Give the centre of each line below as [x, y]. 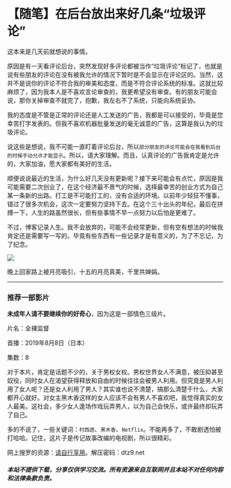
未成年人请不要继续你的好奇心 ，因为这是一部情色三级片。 [88, 314]
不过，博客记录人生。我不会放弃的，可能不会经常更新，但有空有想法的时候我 [115, 227]
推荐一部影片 [28, 297]
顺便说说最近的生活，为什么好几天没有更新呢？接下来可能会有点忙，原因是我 [115, 178]
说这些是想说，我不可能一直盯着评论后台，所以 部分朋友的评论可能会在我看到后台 [114, 146]
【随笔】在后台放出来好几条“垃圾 [100, 14]
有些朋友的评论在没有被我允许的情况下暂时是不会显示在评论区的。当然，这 [118, 74]
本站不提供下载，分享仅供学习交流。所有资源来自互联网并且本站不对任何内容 [115, 469]
